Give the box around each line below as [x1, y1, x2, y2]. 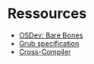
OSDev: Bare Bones [18, 30, 84, 40]
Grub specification [18, 38, 80, 48]
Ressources [7, 5, 88, 23]
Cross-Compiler [18, 47, 72, 56]
